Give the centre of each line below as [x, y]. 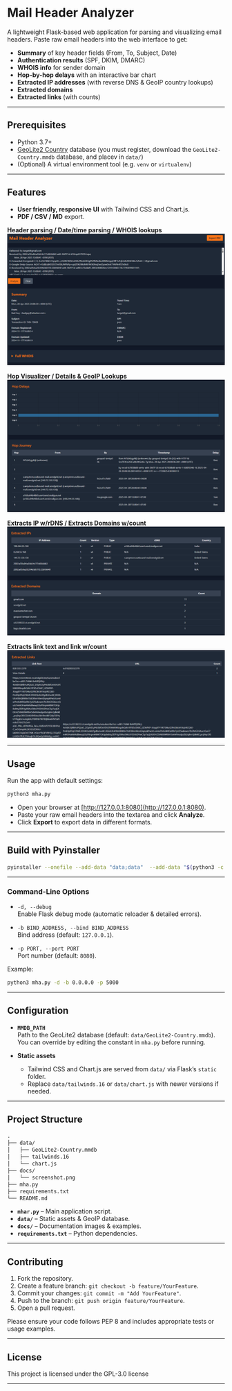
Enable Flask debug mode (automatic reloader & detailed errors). [109, 914]
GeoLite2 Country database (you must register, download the [104, 149]
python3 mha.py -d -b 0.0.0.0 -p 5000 [63, 983]
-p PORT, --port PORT [48, 949]
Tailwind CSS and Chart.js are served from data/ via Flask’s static [122, 1069]
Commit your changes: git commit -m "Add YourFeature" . [99, 1293]
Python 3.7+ [35, 142]
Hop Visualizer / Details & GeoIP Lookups [67, 376]
